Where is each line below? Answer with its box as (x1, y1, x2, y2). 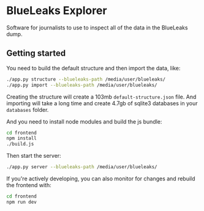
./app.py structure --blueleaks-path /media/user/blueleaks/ (6, 76, 166, 83)
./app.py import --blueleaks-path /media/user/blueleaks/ (6, 82, 157, 88)
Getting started (6, 48, 66, 59)
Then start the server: (6, 152, 61, 160)
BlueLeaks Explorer (6, 4, 107, 18)
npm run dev (6, 199, 37, 205)
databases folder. (6, 106, 49, 113)
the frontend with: (6, 182, 51, 188)
